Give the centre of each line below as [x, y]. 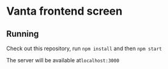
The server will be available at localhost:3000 [63, 60]
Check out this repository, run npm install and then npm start [84, 48]
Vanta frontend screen [65, 11]
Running [23, 34]
